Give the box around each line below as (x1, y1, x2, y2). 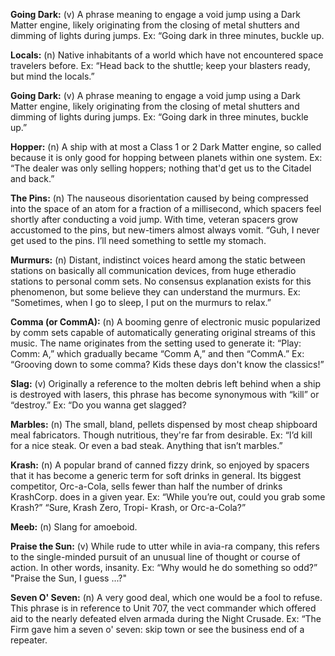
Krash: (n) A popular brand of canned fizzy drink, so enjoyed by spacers (10, 459, 310, 471)
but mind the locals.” (10, 70, 95, 82)
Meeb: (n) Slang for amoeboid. (10, 521, 138, 533)
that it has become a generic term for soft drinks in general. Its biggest (10, 470, 302, 481)
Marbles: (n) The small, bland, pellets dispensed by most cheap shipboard (10, 419, 318, 430)
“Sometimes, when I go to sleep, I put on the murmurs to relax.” (10, 297, 272, 308)
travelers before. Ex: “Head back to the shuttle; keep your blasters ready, (10, 60, 311, 71)
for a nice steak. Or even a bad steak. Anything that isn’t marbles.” (10, 440, 283, 451)
